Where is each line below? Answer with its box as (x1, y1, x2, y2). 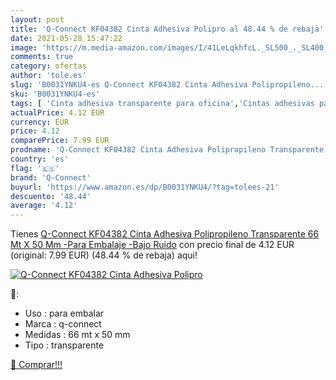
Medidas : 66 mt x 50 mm (24, 329, 131, 341)
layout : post (10, 14, 65, 25)
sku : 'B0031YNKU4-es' (10, 89, 101, 99)
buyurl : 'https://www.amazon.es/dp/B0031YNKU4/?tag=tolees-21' (10, 182, 280, 192)
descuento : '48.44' (10, 191, 92, 201)
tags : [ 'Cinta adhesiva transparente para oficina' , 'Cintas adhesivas (10, 98, 315, 108)
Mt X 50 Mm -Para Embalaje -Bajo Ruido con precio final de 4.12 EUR (10, 239, 295, 251)
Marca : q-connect (24, 318, 102, 330)
